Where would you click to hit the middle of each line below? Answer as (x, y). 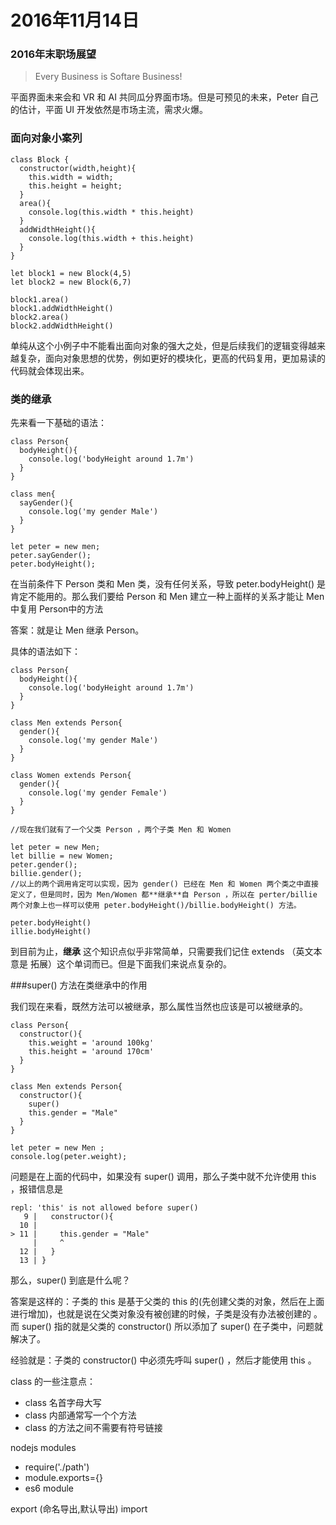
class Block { (40, 159)
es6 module (49, 1488)
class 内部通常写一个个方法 (80, 1415)
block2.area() (40, 317)
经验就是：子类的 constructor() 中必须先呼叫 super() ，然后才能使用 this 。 (163, 1360)
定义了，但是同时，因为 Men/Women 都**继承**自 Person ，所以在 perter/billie (164, 895)
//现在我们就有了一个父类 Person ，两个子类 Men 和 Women (121, 830)
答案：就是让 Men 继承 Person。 (77, 630)
